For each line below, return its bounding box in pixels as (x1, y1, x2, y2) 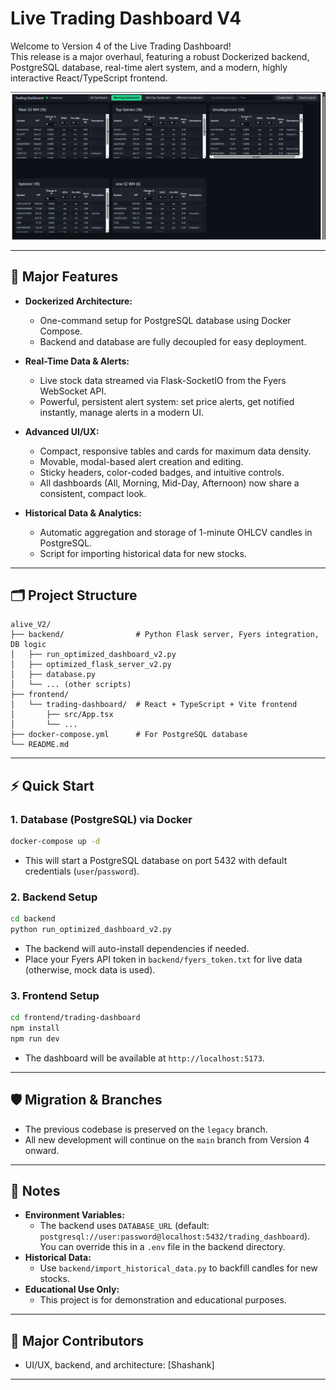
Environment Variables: (24, 1209, 125, 1221)
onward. (24, 1144, 60, 1156)
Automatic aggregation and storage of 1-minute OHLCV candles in (39, 526, 313, 538)
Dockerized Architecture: (24, 295, 133, 307)
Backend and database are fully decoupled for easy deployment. (39, 335, 307, 347)
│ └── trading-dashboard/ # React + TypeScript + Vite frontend (10, 700, 298, 710)
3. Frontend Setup (10, 988, 100, 1002)
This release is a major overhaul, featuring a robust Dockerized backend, (10, 50, 310, 62)
